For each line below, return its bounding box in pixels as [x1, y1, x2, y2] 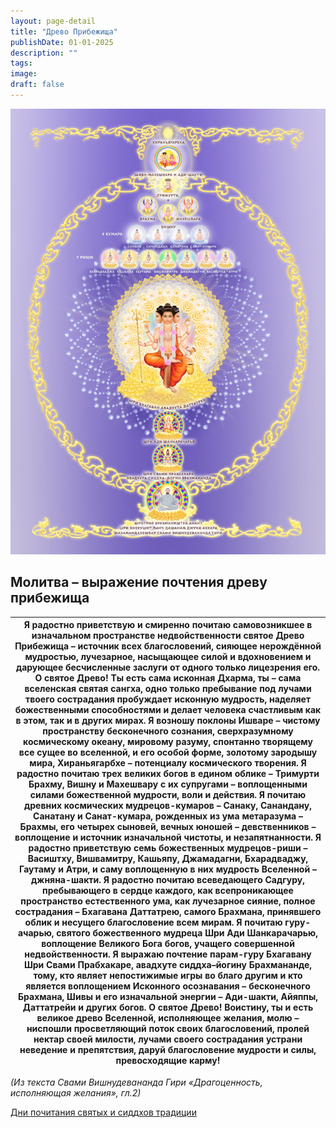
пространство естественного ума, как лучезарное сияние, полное [20, 895, 316, 907]
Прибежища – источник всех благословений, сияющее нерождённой [14, 640, 322, 652]
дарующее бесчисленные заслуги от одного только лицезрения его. [15, 661, 321, 674]
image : [10, 69, 38, 79]
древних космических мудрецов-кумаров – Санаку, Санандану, [23, 800, 312, 812]
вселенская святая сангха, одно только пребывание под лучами [24, 683, 312, 695]
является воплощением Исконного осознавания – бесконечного [25, 980, 311, 992]
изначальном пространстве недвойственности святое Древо [31, 630, 305, 642]
